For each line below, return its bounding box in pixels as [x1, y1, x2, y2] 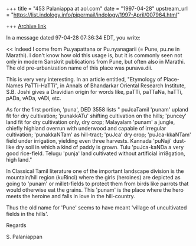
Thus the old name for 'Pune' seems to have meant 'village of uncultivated [6, 204, 187, 211]
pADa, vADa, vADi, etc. [6, 94, 61, 101]
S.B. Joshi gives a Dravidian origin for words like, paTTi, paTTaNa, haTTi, [6, 88, 183, 95]
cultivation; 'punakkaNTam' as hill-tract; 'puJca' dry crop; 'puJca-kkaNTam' [6, 131, 191, 138]
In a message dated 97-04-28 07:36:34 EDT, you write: [6, 34, 141, 41]
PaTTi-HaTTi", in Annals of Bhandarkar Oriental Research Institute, [24, 82, 186, 89]
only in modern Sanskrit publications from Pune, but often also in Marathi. [6, 58, 185, 65]
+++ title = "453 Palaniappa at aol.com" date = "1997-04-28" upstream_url [6, 5, 188, 12]
